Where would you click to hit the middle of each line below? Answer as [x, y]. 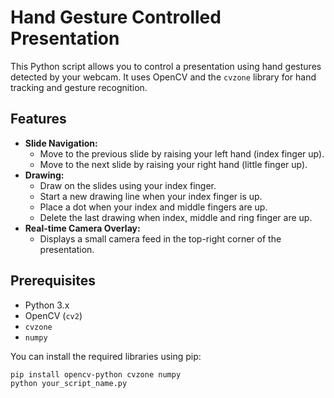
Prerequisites [53, 281]
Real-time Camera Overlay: [82, 228]
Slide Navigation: [61, 143]
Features [38, 119]
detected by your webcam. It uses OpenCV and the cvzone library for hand [163, 77]
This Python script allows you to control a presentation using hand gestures [166, 66]
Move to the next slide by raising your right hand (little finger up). [173, 164]
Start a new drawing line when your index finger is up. [151, 196]
